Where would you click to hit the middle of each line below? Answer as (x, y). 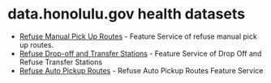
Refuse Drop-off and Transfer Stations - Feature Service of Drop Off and (140, 53)
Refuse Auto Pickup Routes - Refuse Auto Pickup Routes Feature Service (141, 70)
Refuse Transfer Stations (61, 62)
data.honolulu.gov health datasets (126, 14)
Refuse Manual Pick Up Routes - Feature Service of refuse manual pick (138, 36)
